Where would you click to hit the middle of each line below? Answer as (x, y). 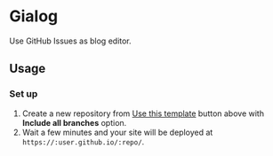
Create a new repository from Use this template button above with (143, 113)
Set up (24, 94)
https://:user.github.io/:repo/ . (83, 141)
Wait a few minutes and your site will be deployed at (117, 132)
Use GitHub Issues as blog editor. (70, 41)
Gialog (34, 16)
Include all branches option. (74, 122)
